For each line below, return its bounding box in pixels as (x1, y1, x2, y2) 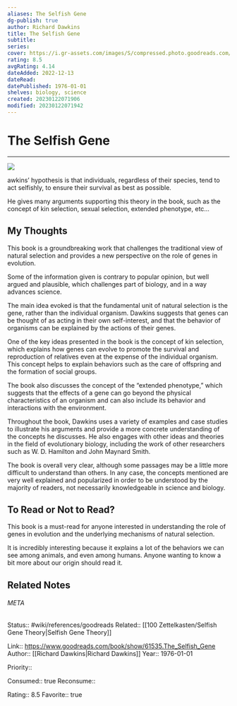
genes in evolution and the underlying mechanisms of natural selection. (7, 530, 215, 539)
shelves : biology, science (7, 89, 87, 96)
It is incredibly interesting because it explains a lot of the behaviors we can (7, 544, 224, 552)
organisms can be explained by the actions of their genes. (7, 323, 176, 332)
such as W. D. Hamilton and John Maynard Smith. (7, 447, 151, 455)
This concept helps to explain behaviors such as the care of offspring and (7, 359, 222, 368)
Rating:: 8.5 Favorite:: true (7, 690, 83, 699)
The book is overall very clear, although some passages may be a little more (7, 460, 229, 469)
